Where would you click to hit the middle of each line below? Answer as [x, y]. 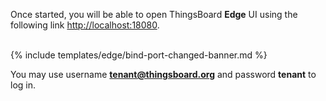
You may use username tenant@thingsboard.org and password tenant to [163, 74]
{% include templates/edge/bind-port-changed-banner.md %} [139, 55]
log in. [23, 85]
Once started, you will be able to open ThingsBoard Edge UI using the [154, 14]
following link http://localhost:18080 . [85, 25]
